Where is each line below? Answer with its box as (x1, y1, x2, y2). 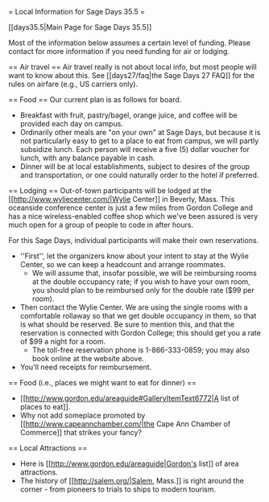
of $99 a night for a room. (19, 337, 106, 346)
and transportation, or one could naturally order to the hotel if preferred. (19, 171, 259, 179)
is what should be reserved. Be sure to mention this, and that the (19, 319, 235, 329)
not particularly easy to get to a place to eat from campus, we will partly (19, 136, 259, 146)
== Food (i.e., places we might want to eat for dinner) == (8, 378, 197, 387)
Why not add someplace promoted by (19, 410, 146, 420)
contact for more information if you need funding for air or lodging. (8, 47, 230, 56)
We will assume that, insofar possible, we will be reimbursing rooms (31, 269, 258, 278)
